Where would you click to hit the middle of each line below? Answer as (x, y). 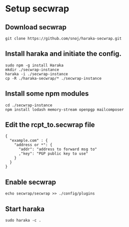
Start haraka (25, 209)
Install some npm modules (47, 94)
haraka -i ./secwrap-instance (37, 74)
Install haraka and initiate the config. (63, 54)
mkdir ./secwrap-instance (32, 70)
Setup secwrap (37, 9)
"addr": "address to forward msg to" (58, 149)
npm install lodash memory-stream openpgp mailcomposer (64, 110)
